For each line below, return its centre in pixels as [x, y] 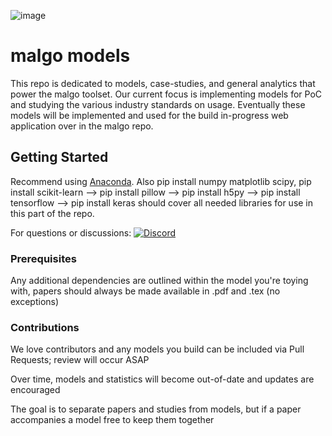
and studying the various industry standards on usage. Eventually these [158, 104]
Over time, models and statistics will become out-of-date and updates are [162, 379]
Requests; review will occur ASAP [80, 360]
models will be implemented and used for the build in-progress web [149, 115]
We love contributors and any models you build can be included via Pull [157, 349]
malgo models [70, 56]
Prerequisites [43, 258]
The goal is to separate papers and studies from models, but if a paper [156, 409]
